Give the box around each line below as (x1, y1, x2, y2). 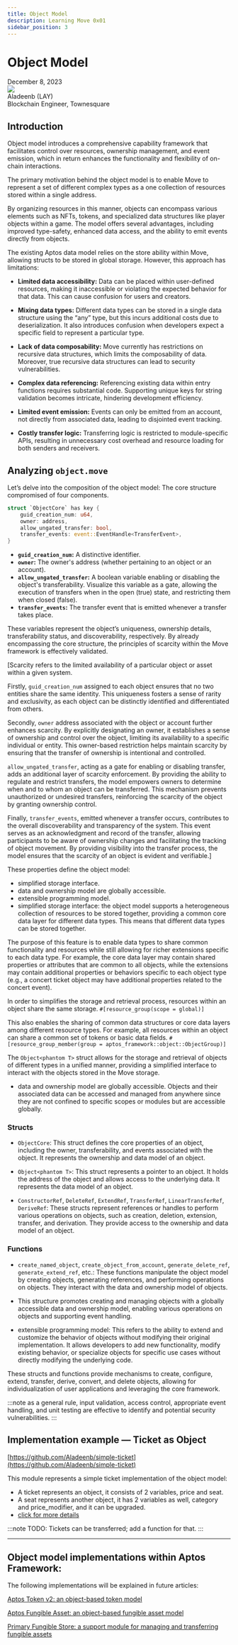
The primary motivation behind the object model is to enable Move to (7, 175, 209, 185)
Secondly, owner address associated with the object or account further (7, 718, 212, 727)
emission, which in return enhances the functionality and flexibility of (7, 154, 209, 163)
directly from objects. (7, 235, 70, 243)
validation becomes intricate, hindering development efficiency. (17, 394, 203, 402)
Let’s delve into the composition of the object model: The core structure (7, 483, 217, 492)
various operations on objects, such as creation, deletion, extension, (17, 1211, 217, 1220)
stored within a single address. (7, 191, 97, 199)
